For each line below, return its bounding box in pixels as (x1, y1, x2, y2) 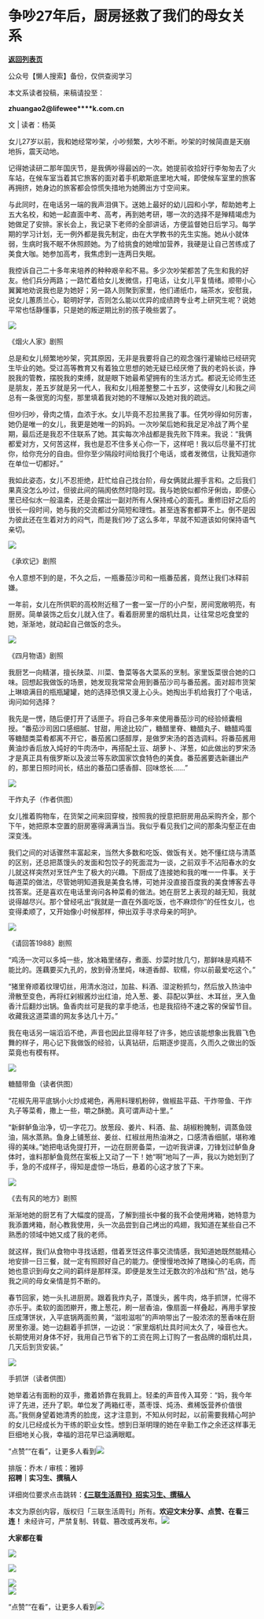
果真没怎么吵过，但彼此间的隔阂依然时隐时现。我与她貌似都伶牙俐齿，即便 (8, 485, 249, 495)
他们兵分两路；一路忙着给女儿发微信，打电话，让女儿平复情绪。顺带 (21, 275, 242, 284)
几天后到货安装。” (8, 1342, 64, 1351)
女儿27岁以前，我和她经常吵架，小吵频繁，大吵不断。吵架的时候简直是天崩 (8, 136, 251, 146)
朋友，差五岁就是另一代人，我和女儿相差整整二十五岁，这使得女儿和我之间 (14, 383, 256, 392)
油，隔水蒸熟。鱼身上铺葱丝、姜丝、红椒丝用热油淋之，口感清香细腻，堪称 (8, 1132, 249, 1142)
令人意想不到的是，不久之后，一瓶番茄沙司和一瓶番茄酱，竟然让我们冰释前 (8, 573, 249, 582)
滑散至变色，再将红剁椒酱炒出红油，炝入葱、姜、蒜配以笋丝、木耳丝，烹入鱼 (8, 991, 256, 1001)
